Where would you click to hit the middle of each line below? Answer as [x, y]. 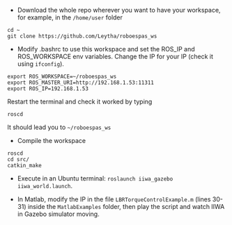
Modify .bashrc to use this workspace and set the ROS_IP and [106, 49]
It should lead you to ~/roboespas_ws [59, 127]
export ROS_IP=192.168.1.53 [48, 89]
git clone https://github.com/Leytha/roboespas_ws [82, 36]
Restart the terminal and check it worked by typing [80, 101]
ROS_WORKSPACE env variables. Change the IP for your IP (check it [115, 56]
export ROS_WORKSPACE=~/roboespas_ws [62, 76]
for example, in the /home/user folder [70, 17]
